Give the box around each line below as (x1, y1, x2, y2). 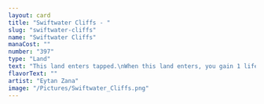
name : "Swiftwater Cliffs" (8, 33, 97, 41)
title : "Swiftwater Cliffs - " (8, 19, 111, 27)
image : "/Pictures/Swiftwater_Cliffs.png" (8, 84, 149, 92)
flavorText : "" (8, 70, 58, 77)
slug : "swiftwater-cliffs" (8, 26, 97, 34)
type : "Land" (8, 56, 51, 63)
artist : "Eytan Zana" (8, 77, 79, 84)
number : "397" (8, 48, 55, 56)
